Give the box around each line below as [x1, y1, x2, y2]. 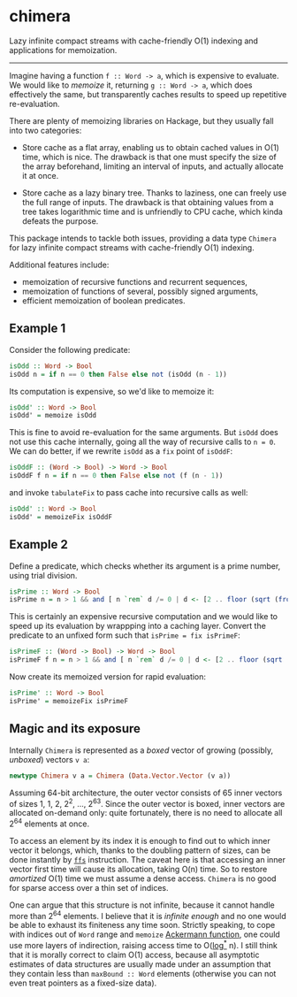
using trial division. [9, 570, 78, 580]
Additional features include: [9, 259, 110, 270]
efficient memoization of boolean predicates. [21, 295, 186, 306]
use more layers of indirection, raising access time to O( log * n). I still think [9, 939, 278, 951]
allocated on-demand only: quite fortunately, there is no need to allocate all [9, 808, 283, 818]
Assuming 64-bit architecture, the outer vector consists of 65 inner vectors [9, 787, 283, 798]
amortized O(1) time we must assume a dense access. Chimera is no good [9, 873, 277, 884]
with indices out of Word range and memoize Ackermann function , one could [9, 929, 280, 939]
